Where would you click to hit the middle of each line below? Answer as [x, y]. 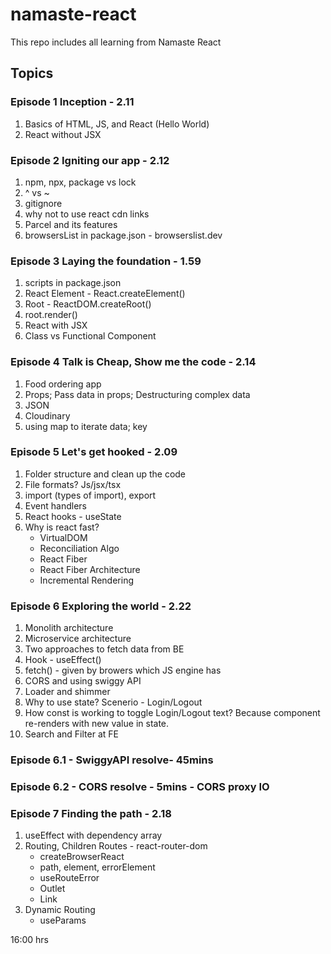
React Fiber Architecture [90, 569]
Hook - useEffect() [63, 660]
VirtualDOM [63, 537]
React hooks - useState [73, 516]
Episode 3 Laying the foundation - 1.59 [106, 261]
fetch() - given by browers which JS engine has [123, 670]
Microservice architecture [78, 639]
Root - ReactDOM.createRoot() [88, 304]
